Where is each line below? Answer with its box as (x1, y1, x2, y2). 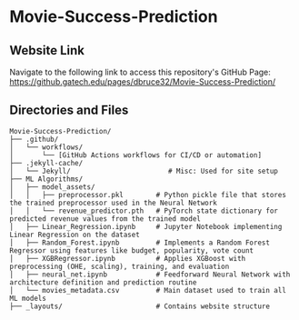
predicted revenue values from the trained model (9, 214, 202, 224)
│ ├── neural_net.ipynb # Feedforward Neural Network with (9, 270, 291, 279)
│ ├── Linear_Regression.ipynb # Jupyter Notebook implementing (9, 222, 283, 231)
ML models (9, 294, 47, 303)
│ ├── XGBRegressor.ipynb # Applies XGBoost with (9, 254, 246, 263)
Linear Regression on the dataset (9, 230, 141, 239)
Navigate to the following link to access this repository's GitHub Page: (9, 66, 271, 77)
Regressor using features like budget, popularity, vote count (9, 245, 254, 255)
